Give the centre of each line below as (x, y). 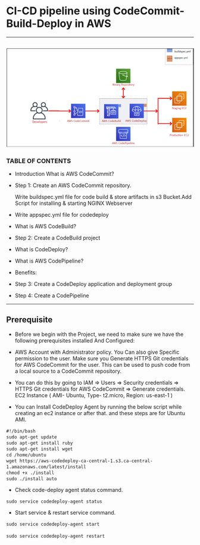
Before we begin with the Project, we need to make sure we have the (99, 334)
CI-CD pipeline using (59, 11)
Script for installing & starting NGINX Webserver (74, 203)
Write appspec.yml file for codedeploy (62, 214)
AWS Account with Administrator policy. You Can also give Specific (97, 352)
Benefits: (26, 272)
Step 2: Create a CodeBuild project (57, 238)
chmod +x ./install (30, 473)
